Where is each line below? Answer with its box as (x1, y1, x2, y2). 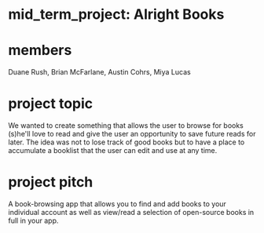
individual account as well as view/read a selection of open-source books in (8, 208, 255, 217)
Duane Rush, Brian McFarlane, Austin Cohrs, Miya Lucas (8, 67, 191, 77)
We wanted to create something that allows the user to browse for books (8, 121, 244, 130)
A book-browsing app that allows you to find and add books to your (8, 199, 226, 209)
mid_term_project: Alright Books (8, 5, 225, 24)
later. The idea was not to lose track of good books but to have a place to (8, 137, 245, 147)
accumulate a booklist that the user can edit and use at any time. (8, 146, 218, 155)
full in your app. (8, 216, 59, 225)
